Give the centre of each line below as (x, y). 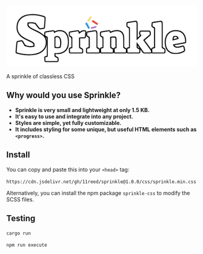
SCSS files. (20, 199)
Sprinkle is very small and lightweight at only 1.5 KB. (82, 110)
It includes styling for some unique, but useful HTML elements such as (106, 129)
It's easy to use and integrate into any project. (74, 116)
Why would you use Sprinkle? (64, 95)
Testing (21, 218)
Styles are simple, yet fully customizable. (68, 122)
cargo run (19, 233)
